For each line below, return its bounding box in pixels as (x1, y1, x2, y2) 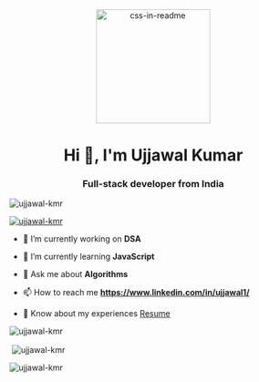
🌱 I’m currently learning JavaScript (22, 251, 155, 263)
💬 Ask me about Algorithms (22, 269, 129, 280)
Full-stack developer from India (81, 178, 225, 191)
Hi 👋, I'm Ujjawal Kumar (63, 145, 243, 166)
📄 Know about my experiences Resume (22, 308, 171, 319)
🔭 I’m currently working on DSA (22, 233, 141, 244)
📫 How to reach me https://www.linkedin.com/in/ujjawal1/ (22, 287, 250, 298)
